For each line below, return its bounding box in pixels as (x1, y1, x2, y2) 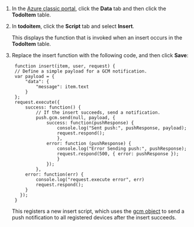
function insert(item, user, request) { (14, 63, 116, 69)
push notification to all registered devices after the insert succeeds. (11, 214, 177, 221)
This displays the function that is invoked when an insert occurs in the (11, 34, 182, 41)
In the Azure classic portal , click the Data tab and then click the (11, 5, 167, 12)
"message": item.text (35, 84, 89, 90)
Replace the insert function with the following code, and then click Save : (11, 52, 189, 58)
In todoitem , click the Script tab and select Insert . (11, 23, 135, 29)
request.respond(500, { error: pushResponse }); (57, 151, 179, 157)
